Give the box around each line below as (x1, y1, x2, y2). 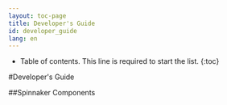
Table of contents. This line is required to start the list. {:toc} (19, 57, 220, 66)
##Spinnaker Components (8, 88, 96, 98)
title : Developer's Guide (8, 19, 95, 27)
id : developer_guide (8, 27, 78, 35)
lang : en (8, 34, 38, 43)
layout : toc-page (8, 11, 67, 20)
